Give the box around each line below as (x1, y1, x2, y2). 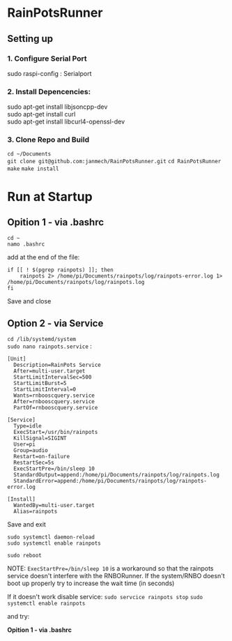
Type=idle (13, 423, 42, 430)
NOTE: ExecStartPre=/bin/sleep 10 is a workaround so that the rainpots (7, 564, 214, 573)
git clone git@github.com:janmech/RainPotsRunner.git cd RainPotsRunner (7, 158, 222, 165)
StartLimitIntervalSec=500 (13, 374, 92, 381)
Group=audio (13, 447, 49, 454)
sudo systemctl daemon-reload (7, 534, 95, 541)
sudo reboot (7, 552, 42, 559)
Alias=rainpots (13, 508, 58, 515)
